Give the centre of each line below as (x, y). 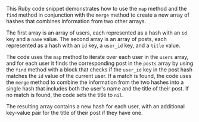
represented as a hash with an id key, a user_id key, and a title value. (93, 45)
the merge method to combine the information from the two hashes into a (95, 82)
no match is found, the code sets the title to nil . (65, 95)
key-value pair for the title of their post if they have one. (74, 113)
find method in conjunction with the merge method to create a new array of (98, 15)
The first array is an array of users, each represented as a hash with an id (97, 33)
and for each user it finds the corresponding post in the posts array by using (100, 63)
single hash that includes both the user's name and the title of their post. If (97, 88)
